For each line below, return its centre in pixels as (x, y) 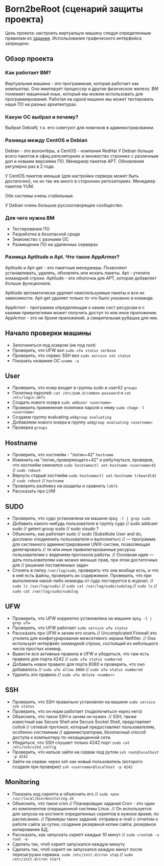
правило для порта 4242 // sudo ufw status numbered (67, 659)
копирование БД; (30, 829)
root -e (20, 839)
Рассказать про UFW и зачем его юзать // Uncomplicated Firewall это (84, 633)
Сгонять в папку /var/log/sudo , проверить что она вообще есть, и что (85, 570)
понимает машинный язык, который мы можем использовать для (74, 94)
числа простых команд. (37, 648)
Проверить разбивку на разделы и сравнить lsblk (65, 486)
